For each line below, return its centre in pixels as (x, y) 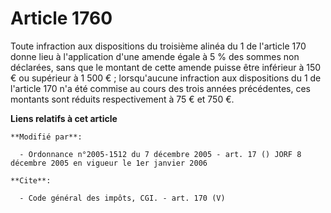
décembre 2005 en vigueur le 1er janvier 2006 (109, 163)
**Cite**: (31, 180)
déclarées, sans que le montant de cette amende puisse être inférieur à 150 (166, 67)
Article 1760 (61, 18)
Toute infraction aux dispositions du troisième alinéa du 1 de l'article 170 (158, 46)
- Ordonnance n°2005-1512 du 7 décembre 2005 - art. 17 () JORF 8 (160, 154)
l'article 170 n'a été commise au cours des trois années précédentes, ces (160, 88)
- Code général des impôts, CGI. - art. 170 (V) (122, 198)
